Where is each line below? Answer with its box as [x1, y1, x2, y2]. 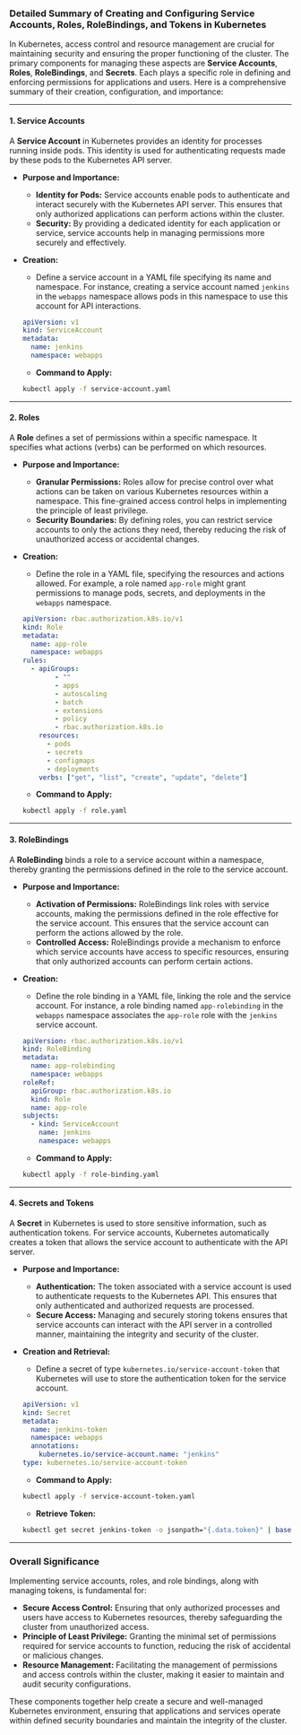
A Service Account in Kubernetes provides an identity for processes [9, 135, 262, 146]
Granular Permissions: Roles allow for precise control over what [35, 476, 274, 487]
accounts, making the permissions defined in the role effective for [35, 908, 279, 919]
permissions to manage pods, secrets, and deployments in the [35, 587, 266, 598]
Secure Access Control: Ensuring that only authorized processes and [21, 1602, 280, 1613]
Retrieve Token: [35, 1508, 96, 1519]
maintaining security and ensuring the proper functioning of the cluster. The [9, 48, 289, 59]
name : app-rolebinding [30, 1061, 116, 1070]
